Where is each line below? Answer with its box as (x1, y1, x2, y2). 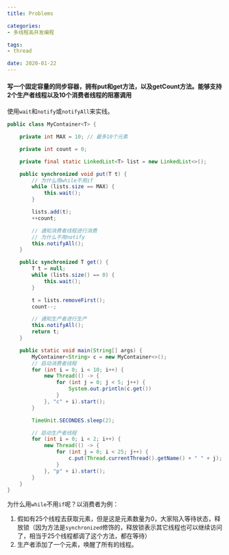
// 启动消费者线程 (32, 360, 77, 367)
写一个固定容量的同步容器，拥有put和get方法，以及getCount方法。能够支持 (7, 82, 222, 90)
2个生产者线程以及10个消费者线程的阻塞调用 (7, 91, 132, 99)
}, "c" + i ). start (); (43, 398, 106, 405)
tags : (7, 41, 23, 48)
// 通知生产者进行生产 (32, 315, 87, 323)
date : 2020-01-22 (7, 60, 57, 67)
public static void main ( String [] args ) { (19, 347, 143, 354)
